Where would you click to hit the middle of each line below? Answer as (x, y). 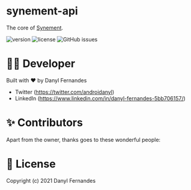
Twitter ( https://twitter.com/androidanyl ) (65, 92)
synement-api (42, 11)
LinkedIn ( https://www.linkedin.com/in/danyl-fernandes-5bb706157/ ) (100, 98)
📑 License (31, 164)
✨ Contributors (44, 123)
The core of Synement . (35, 28)
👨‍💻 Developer (41, 64)
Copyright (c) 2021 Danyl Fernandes (51, 180)
